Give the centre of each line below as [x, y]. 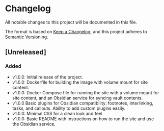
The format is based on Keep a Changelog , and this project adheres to [76, 31]
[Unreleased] [26, 52]
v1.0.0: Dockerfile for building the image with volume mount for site [80, 82]
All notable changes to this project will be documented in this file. [71, 22]
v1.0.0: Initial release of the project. [48, 77]
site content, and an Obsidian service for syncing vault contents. [77, 98]
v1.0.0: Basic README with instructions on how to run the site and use [83, 119]
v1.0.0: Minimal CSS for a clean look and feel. [58, 113]
